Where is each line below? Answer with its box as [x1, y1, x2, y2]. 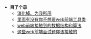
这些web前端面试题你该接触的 [17, 29, 77, 34]
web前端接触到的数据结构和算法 [17, 22, 82, 28]
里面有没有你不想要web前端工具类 [17, 17, 86, 22]
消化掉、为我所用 [17, 10, 52, 16]
